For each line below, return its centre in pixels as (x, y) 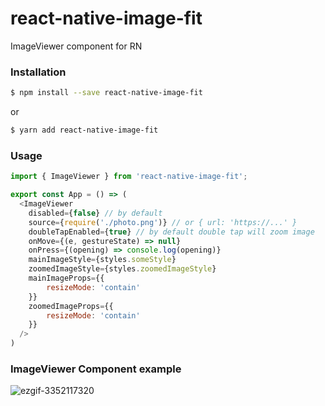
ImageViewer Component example (96, 369)
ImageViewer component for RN (76, 46)
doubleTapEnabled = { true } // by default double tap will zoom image (171, 232)
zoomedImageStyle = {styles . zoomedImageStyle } (122, 269)
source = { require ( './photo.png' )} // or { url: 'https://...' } (163, 222)
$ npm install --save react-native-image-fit (106, 93)
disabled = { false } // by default (95, 213)
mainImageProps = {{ (66, 278)
